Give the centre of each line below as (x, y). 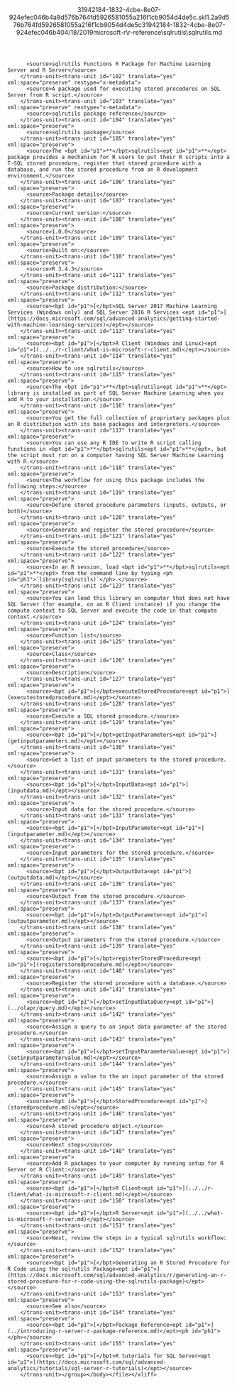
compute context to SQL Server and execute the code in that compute (112, 611)
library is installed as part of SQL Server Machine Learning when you (115, 393)
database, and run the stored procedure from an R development (103, 170)
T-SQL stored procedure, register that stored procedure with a (104, 163)
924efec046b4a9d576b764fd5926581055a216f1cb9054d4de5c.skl (108, 17)
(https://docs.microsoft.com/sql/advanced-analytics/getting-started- (114, 319)
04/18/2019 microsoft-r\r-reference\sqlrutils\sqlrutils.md (141, 32)
